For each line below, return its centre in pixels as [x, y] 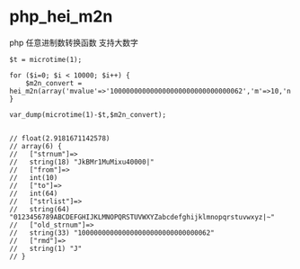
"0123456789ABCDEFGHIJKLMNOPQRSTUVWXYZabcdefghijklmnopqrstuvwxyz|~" [142, 217]
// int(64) [34, 193]
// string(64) [40, 209]
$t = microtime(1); [46, 59]
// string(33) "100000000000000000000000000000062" [112, 233]
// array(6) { [36, 146]
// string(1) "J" [46, 248]
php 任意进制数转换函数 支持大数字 [74, 42]
